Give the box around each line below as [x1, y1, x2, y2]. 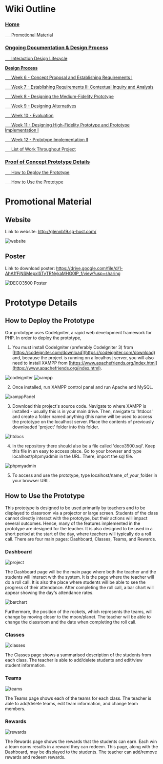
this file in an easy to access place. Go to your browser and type [12, 448, 142, 454]
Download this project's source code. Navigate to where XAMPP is [12, 403, 146, 409]
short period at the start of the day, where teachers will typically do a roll [5, 531, 151, 537]
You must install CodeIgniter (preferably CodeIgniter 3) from [12, 344, 133, 350]
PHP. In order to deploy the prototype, [5, 335, 81, 341]
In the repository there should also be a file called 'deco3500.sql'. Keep [12, 443, 156, 449]
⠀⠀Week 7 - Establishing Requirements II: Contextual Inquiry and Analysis [5, 84, 154, 90]
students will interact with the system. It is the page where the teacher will [5, 574, 154, 580]
